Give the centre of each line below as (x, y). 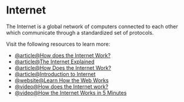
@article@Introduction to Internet (55, 74)
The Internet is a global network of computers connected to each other (92, 26)
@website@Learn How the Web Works (61, 80)
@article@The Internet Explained (55, 62)
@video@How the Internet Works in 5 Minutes (71, 93)
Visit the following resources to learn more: (58, 44)
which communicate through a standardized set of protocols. (80, 32)
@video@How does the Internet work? (61, 86)
